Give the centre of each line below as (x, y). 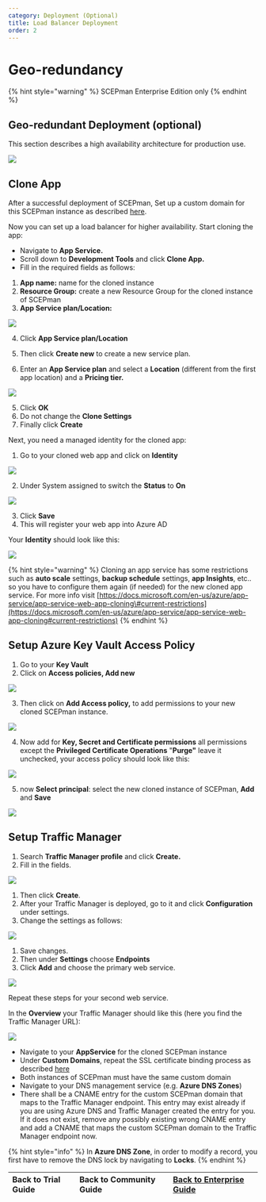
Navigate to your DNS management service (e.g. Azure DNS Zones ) (131, 1085)
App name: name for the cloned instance (87, 282)
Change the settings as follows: (71, 920)
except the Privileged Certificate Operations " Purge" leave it (120, 750)
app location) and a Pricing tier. (72, 377)
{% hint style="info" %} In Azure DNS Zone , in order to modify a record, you (133, 1151)
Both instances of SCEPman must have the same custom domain (125, 1077)
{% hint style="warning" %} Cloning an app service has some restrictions (128, 570)
